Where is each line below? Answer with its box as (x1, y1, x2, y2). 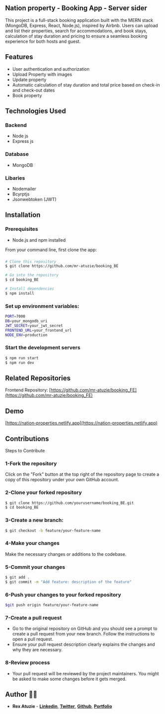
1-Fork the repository (5, 460, 57, 467)
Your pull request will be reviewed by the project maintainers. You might (12, 670, 160, 676)
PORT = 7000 (5, 314, 26, 319)
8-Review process (5, 659, 51, 666)
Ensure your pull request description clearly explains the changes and (12, 641, 155, 647)
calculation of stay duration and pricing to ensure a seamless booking (5, 33, 148, 39)
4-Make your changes (5, 540, 60, 547)
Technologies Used (5, 107, 66, 115)
